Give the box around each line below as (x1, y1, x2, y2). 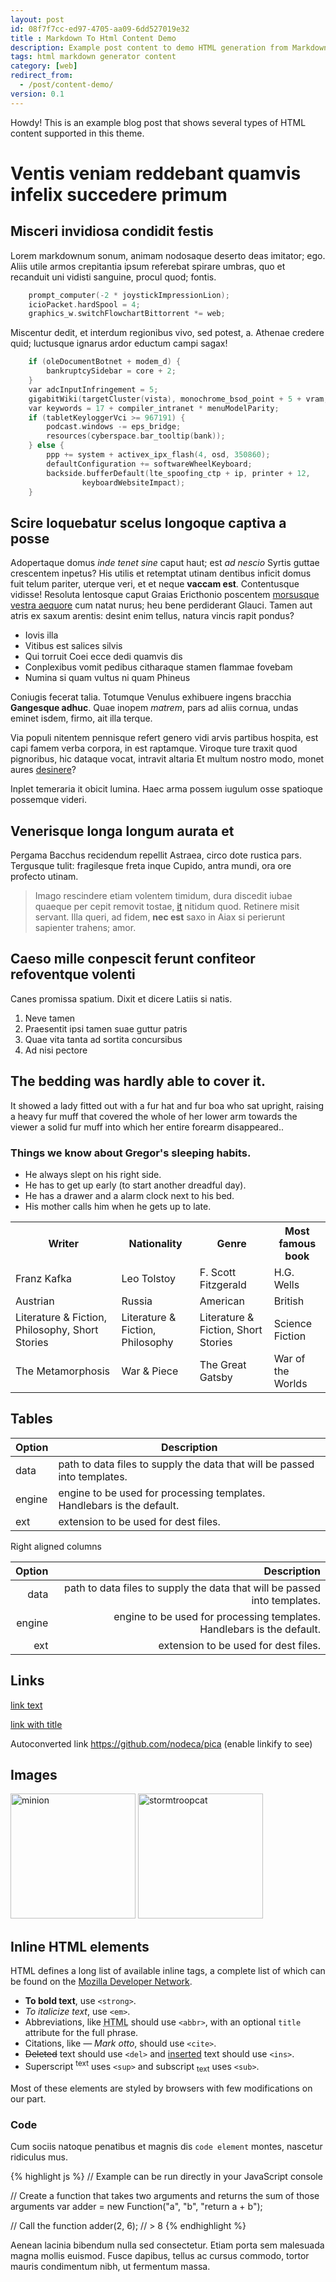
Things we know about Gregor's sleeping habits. (10, 1146, 252, 1160)
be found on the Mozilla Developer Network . (10, 1976, 193, 1988)
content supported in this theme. (10, 127, 145, 139)
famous (278, 1236, 317, 1250)
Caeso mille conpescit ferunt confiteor (10, 951, 256, 968)
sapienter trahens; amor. (34, 922, 137, 933)
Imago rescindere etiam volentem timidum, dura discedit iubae (34, 890, 293, 901)
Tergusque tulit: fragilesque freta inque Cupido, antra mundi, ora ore (10, 860, 292, 871)
